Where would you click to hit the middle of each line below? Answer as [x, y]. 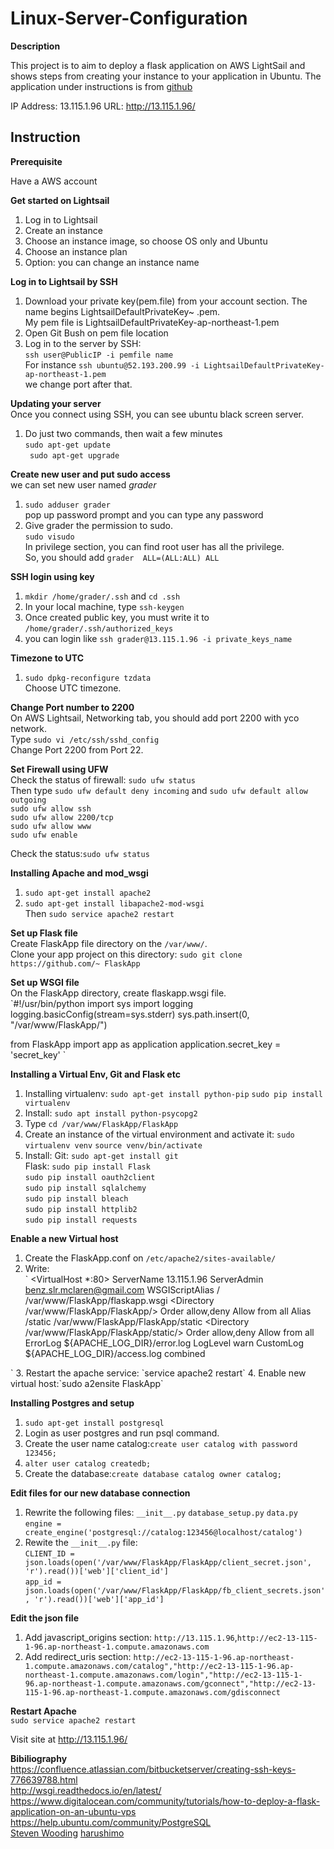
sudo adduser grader [67, 505]
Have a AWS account [54, 181]
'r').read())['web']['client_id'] [96, 1571]
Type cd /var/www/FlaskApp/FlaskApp [101, 1123]
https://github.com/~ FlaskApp [75, 963]
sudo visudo [49, 537]
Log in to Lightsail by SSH [64, 281]
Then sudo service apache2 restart [99, 913]
